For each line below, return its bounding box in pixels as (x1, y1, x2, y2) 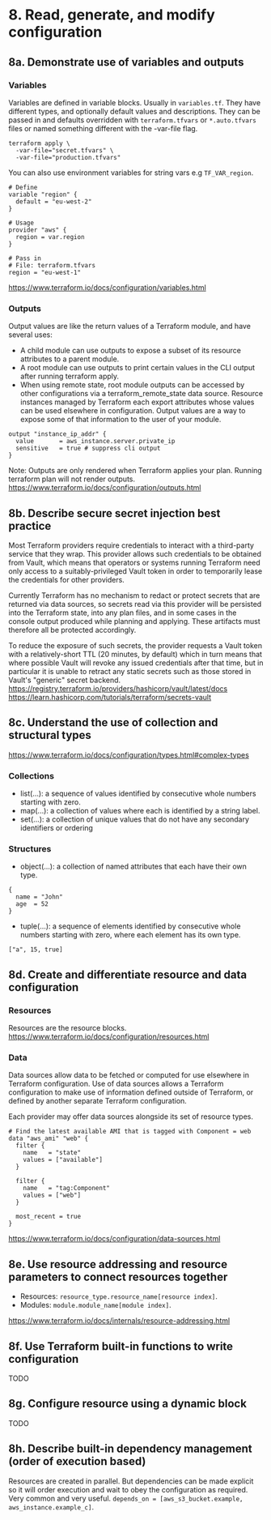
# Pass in (8, 254, 42, 263)
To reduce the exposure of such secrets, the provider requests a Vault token (8, 640, 263, 650)
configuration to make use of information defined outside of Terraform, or (8, 1087, 254, 1097)
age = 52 (15, 900, 49, 908)
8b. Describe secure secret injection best (8, 506, 221, 520)
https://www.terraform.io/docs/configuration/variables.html (8, 282, 206, 292)
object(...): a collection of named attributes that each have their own (19, 861, 247, 872)
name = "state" (23, 1149, 82, 1157)
